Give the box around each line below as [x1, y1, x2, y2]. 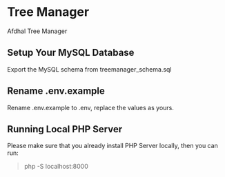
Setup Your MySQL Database [7, 47, 135, 59]
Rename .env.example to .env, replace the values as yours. [7, 103, 174, 112]
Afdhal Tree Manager [7, 27, 68, 35]
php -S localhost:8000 [23, 163, 88, 171]
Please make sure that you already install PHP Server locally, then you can [7, 142, 219, 150]
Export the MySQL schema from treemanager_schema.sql [7, 65, 172, 73]
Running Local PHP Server [7, 123, 123, 135]
